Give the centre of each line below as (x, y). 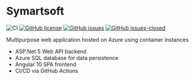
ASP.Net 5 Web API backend (51, 51)
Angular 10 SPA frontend (46, 64)
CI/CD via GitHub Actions (47, 70)
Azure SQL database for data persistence (67, 58)
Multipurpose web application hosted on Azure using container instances (97, 39)
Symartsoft (35, 11)
